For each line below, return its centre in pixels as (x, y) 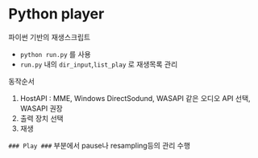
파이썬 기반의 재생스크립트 (50, 37)
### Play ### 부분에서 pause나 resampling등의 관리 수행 (100, 145)
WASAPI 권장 (41, 108)
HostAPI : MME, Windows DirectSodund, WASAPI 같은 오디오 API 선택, (135, 98)
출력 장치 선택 (42, 118)
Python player (56, 14)
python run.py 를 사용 (55, 54)
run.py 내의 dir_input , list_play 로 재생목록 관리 (99, 64)
